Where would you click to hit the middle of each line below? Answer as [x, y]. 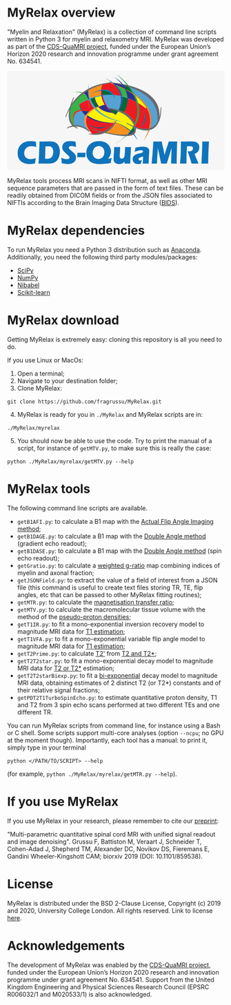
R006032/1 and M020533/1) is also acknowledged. [80, 994]
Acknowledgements [66, 946]
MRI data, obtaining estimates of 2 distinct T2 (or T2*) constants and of [119, 683]
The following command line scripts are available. [78, 508]
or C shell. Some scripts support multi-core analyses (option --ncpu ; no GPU [115, 733]
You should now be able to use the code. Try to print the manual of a [114, 441]
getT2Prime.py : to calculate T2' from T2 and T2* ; [87, 654]
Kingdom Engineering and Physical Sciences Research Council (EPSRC [108, 987]
